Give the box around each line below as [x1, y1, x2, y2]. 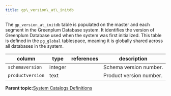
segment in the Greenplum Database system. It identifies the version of [5, 26, 155, 33]
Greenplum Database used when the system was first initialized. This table [5, 32, 162, 38]
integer [49, 63, 67, 71]
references [71, 55, 99, 62]
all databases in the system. [5, 43, 64, 49]
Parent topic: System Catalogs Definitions [5, 85, 93, 91]
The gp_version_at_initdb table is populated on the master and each [5, 21, 150, 27]
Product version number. [103, 72, 163, 79]
